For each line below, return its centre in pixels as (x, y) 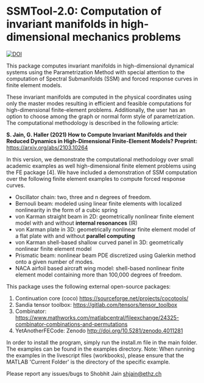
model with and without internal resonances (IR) (76, 223)
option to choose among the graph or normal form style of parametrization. (100, 116)
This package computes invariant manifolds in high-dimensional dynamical (100, 66)
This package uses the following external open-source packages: (89, 286)
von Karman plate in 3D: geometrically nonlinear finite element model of (105, 229)
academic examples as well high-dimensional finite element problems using (101, 166)
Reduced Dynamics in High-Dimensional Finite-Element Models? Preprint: (102, 141)
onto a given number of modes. (55, 262)
